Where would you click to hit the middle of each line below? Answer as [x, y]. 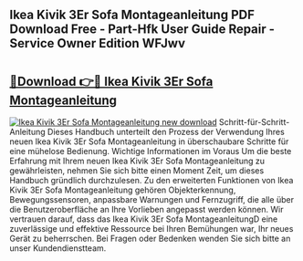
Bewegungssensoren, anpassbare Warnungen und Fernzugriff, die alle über [152, 199]
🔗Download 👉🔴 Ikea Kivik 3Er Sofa [111, 81]
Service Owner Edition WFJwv [97, 43]
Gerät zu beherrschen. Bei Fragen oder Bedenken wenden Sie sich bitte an [150, 238]
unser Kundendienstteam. [58, 248]
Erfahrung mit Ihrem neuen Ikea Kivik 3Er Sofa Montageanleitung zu [137, 161]
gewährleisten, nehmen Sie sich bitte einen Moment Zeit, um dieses [137, 171]
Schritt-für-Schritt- [254, 122]
